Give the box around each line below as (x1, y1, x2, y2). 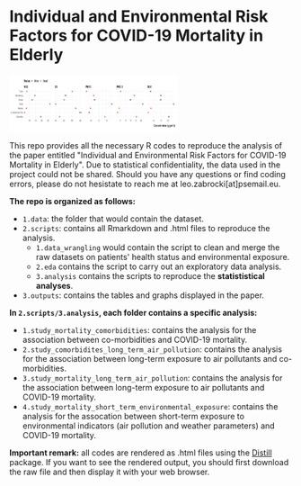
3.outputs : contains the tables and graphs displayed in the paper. (22, 290, 265, 301)
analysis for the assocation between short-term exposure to (22, 410, 245, 421)
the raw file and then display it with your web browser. (9, 466, 210, 477)
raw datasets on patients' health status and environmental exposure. (35, 251, 290, 262)
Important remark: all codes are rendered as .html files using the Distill (9, 447, 272, 458)
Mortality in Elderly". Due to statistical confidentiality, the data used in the (9, 159, 281, 170)
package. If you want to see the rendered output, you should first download (9, 456, 289, 467)
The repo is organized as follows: (9, 195, 137, 206)
